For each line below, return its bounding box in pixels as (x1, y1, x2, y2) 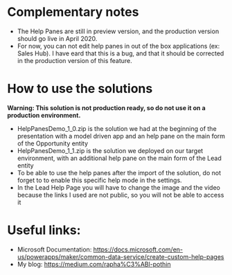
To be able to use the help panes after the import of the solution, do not (17, 168, 222, 177)
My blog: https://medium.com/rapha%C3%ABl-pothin (17, 260, 171, 268)
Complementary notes (7, 4, 139, 20)
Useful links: (7, 222, 81, 238)
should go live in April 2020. (17, 34, 98, 42)
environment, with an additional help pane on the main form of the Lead (17, 154, 222, 162)
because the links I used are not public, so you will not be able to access (17, 190, 224, 199)
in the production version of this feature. (17, 56, 133, 64)
